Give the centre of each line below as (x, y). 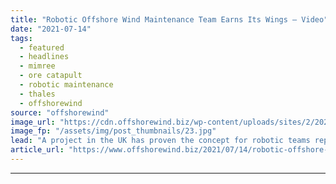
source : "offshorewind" (60, 112)
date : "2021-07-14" (51, 29)
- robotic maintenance (66, 85)
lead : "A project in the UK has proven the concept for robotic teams (160, 141)
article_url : (37, 150)
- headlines (44, 57)
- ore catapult (51, 76)
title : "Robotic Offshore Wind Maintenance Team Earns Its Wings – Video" (169, 19)
